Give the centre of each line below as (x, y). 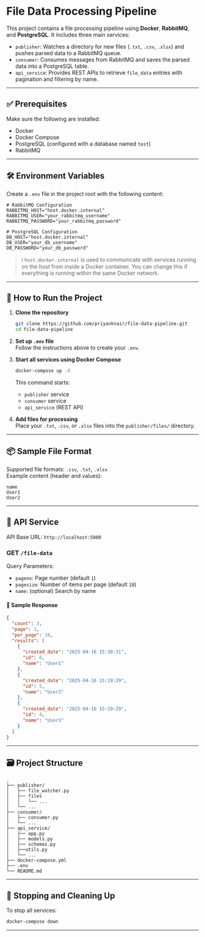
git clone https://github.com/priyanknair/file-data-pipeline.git (101, 324)
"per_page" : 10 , (32, 635)
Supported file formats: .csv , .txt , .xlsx (57, 469)
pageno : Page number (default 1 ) (56, 578)
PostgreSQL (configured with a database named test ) (83, 144)
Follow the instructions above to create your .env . (77, 348)
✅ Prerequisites (37, 104)
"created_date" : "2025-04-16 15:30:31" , (74, 652)
